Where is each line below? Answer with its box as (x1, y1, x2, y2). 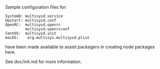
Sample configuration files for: (5, 4, 67, 10)
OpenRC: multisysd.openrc (5, 22, 61, 27)
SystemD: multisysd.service (5, 14, 63, 19)
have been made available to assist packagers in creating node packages (5, 44, 155, 50)
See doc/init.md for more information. (5, 59, 82, 65)
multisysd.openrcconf (25, 27, 70, 32)
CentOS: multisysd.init (5, 31, 56, 36)
